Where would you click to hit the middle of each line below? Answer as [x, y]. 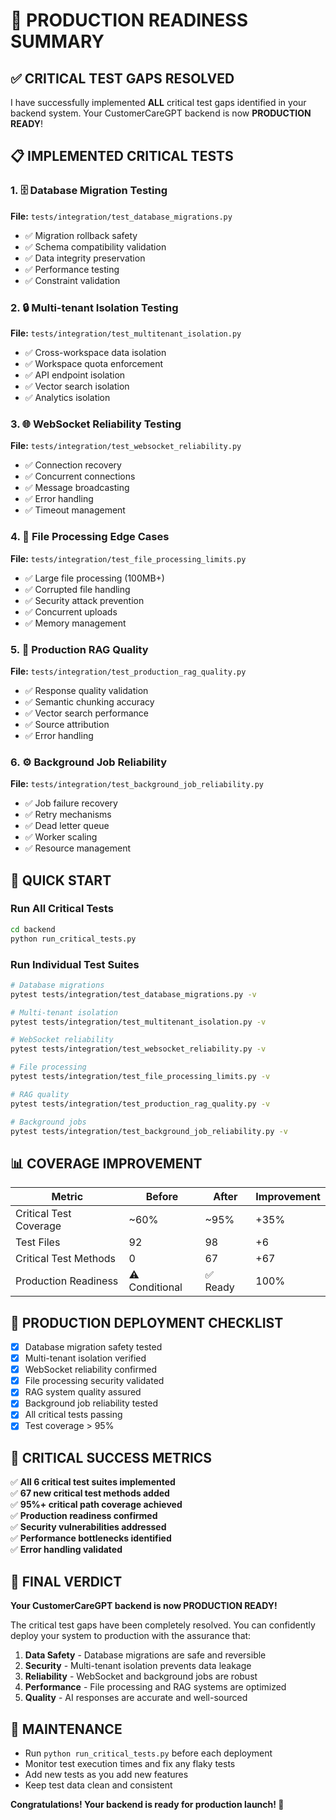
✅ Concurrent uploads [71, 611]
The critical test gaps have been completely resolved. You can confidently [163, 1625]
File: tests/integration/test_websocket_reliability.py [126, 446]
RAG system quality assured [83, 1392]
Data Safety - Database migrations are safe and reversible [145, 1655]
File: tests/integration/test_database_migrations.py [121, 216]
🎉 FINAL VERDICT [66, 1581]
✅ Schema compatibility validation [95, 246]
